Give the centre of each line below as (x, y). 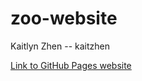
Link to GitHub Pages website (71, 65)
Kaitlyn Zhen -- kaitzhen (60, 46)
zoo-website (64, 18)
